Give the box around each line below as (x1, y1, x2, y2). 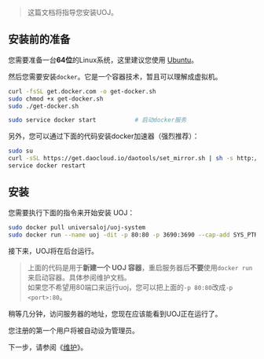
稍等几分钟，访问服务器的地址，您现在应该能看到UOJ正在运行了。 (8, 309, 222, 318)
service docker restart (8, 162, 86, 170)
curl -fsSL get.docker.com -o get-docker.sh (8, 87, 156, 95)
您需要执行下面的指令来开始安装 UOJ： (8, 207, 135, 217)
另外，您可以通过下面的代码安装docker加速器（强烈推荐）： (8, 131, 200, 141)
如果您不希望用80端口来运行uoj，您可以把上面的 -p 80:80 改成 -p (27, 282, 233, 291)
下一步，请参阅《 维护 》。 (8, 342, 88, 352)
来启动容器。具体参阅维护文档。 (27, 273, 131, 282)
